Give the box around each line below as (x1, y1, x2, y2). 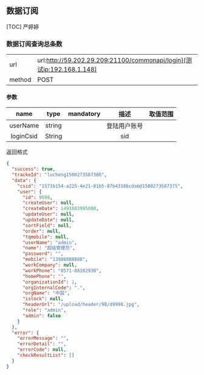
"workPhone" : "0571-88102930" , (22, 268, 102, 274)
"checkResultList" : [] (17, 353, 75, 359)
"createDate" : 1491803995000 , (22, 206, 99, 212)
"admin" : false (22, 312, 61, 319)
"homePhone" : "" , (22, 273, 67, 279)
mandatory (67, 110, 101, 118)
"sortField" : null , (22, 222, 72, 229)
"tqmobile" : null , (22, 234, 69, 240)
